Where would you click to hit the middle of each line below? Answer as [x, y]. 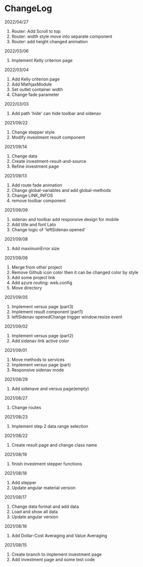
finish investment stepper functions [47, 464]
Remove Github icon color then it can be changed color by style [75, 272]
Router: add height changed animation [50, 41]
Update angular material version [43, 488]
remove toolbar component [39, 200]
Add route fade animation [37, 185]
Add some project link [33, 277]
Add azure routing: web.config [42, 283]
